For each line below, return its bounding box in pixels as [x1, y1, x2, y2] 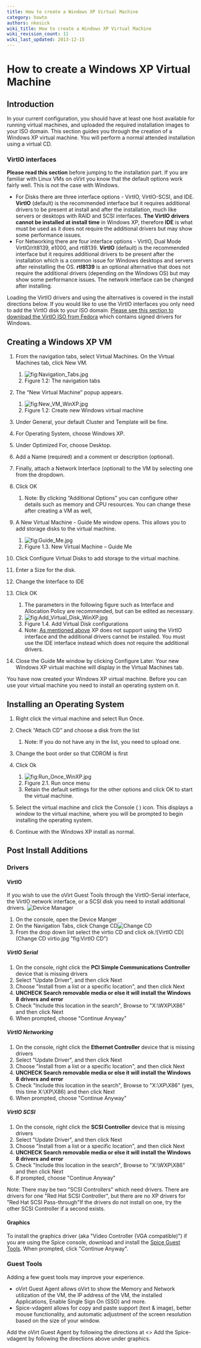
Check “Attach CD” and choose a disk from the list [15, 726, 140, 734]
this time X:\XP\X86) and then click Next [15, 1088, 115, 1096]
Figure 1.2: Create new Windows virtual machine [24, 407, 144, 414]
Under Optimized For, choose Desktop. [15, 442, 112, 449]
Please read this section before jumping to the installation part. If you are [7, 169, 188, 176]
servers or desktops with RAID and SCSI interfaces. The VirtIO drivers [15, 212, 190, 219]
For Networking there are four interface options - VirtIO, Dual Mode [15, 238, 181, 245]
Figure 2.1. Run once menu [24, 779, 90, 786]
